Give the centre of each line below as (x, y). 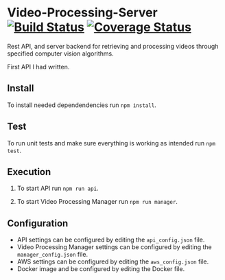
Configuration (38, 223)
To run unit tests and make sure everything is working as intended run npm (111, 143)
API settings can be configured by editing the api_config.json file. (111, 240)
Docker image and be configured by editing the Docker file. (101, 269)
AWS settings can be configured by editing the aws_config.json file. (113, 261)
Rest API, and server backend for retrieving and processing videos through (113, 46)
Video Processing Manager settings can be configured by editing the (114, 247)
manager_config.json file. (52, 255)
